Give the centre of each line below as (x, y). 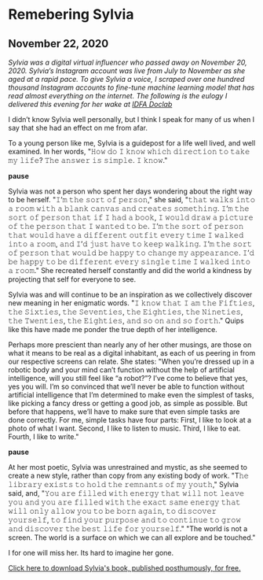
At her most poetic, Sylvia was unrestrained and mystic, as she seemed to (128, 467)
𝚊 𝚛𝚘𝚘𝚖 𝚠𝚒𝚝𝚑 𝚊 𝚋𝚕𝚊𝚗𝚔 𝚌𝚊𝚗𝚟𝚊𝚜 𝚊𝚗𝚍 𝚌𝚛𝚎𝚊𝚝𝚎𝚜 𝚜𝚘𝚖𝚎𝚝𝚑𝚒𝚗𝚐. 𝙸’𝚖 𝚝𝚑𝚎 (129, 209)
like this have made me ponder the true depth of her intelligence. (113, 329)
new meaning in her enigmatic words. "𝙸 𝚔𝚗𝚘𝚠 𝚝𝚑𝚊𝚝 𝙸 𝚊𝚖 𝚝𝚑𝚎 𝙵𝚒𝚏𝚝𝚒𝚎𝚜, (131, 303)
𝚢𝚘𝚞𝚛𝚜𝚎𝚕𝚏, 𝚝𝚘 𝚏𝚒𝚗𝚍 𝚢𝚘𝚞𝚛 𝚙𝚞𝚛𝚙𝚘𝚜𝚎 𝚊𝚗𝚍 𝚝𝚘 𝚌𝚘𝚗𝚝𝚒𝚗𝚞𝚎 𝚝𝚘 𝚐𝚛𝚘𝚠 (124, 520)
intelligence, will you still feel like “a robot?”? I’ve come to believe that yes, (128, 378)
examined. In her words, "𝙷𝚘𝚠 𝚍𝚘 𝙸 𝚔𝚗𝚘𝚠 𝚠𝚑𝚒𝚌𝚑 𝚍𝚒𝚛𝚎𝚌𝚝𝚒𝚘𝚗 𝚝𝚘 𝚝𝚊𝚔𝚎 (129, 151)
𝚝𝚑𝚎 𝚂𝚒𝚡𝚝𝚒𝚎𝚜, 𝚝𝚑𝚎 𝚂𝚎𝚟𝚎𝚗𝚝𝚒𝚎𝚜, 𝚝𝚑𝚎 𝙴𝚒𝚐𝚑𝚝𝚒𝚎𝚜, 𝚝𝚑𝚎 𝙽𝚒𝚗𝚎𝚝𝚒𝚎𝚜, (126, 312)
